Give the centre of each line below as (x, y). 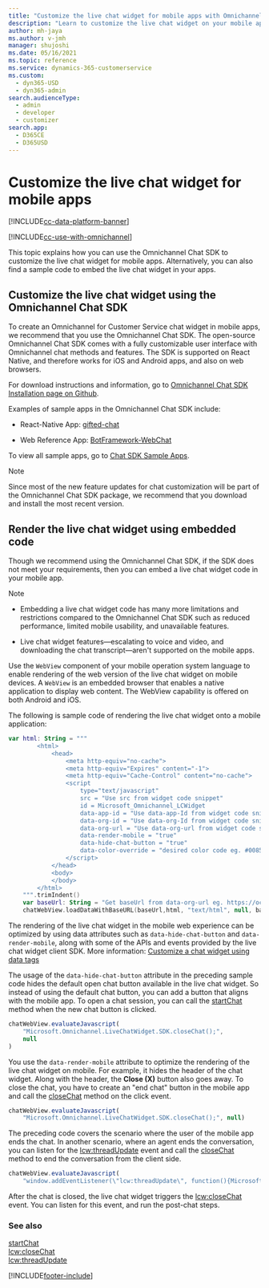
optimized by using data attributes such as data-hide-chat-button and (124, 934)
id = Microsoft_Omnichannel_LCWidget (143, 806)
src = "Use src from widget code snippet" (152, 798)
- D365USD (32, 142)
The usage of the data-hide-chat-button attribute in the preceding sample (131, 975)
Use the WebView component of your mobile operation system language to (129, 666)
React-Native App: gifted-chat (70, 425)
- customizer (37, 120)
